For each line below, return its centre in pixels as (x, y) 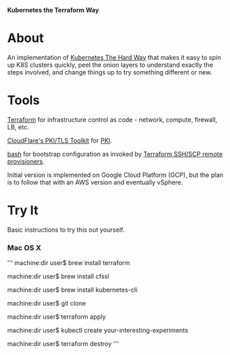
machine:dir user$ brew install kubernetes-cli (72, 290)
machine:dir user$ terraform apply (56, 317)
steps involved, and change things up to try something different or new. (110, 72)
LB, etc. (18, 127)
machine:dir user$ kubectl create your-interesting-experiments (98, 331)
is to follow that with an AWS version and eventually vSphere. (95, 182)
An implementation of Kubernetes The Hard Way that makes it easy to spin (114, 57)
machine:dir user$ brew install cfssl (58, 276)
